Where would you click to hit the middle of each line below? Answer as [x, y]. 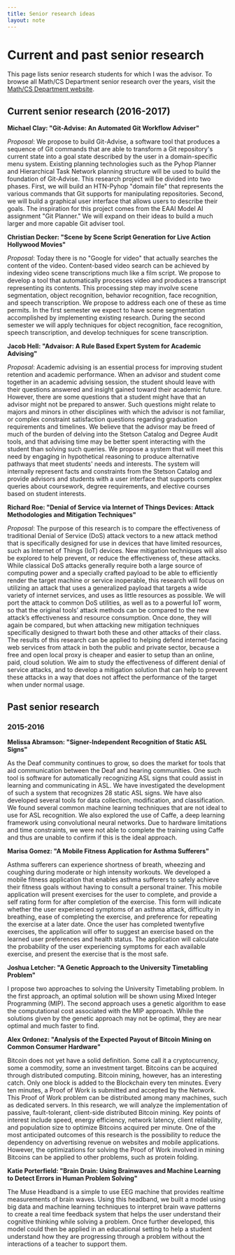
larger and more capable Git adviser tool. [66, 224]
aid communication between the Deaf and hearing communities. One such [114, 770]
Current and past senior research [106, 55]
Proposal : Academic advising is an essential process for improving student [115, 367]
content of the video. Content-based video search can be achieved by [108, 266]
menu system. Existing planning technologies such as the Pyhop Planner [112, 164]
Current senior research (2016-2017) [89, 111]
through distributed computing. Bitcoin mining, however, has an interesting [115, 1075]
